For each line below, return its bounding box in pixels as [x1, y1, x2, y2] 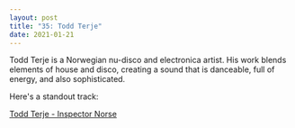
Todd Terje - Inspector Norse [9, 109, 117, 120]
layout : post [9, 13, 58, 23]
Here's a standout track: [9, 91, 99, 102]
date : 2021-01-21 [9, 30, 75, 39]
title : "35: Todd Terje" [9, 22, 103, 31]
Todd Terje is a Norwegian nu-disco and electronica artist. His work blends [9, 55, 287, 66]
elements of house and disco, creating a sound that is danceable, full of [9, 64, 275, 75]
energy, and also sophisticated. [9, 74, 126, 85]
